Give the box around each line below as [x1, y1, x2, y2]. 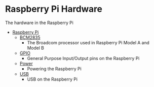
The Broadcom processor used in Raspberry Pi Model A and [27, 39, 150, 45]
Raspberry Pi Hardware [5, 3, 103, 15]
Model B [27, 45, 44, 51]
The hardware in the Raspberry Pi [5, 20, 74, 26]
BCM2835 [19, 34, 40, 40]
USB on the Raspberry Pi [27, 76, 78, 82]
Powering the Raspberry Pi [27, 65, 81, 72]
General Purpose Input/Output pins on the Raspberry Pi [27, 55, 140, 61]
